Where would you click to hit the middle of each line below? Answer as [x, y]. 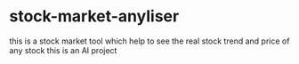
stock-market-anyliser [94, 16]
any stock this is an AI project [63, 50]
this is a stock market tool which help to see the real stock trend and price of [149, 41]
